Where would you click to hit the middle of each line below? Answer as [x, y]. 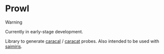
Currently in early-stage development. [44, 31]
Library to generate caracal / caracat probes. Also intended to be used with [82, 41]
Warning [14, 22]
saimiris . [14, 46]
